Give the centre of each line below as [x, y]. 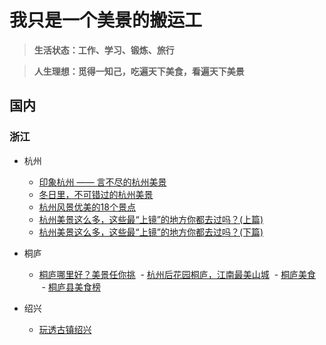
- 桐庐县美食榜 [71, 287]
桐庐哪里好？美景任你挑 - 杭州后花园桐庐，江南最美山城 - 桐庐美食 [177, 274]
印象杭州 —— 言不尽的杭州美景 [102, 182]
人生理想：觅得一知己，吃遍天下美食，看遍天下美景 [139, 71]
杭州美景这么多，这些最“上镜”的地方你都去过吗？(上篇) [151, 219]
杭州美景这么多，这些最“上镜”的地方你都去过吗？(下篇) [151, 232]
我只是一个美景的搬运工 [106, 20]
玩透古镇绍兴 [65, 329]
